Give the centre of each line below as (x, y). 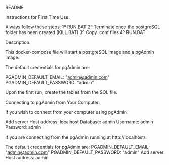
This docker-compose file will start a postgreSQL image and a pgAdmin (80, 52)
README (15, 7)
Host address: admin (27, 158)
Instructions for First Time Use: (37, 17)
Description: (18, 42)
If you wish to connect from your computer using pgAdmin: (67, 112)
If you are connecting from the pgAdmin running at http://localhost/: (76, 137)
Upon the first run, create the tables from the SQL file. (61, 92)
